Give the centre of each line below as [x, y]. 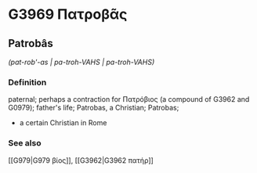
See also [25, 143]
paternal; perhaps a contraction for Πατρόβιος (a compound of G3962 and [129, 99]
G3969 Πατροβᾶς [68, 14]
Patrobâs [31, 43]
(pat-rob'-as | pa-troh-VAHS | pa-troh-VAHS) [81, 62]
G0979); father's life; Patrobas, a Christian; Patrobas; [94, 108]
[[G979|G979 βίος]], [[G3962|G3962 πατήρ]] [81, 160]
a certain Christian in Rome [63, 123]
